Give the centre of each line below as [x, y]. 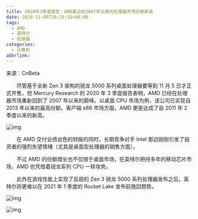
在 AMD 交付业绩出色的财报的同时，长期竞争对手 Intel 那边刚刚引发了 [100, 139]
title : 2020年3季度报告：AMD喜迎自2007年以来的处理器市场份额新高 [80, 12]
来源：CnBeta [23, 73]
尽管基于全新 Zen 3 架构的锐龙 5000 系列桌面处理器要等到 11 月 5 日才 [101, 86]
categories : [21, 45]
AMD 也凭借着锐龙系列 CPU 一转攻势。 [64, 166]
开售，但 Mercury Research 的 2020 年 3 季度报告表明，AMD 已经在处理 [99, 93]
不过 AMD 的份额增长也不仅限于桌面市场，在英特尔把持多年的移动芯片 [102, 159]
